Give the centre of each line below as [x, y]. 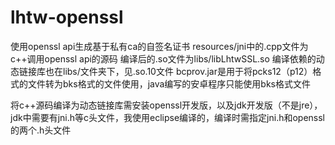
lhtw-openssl [67, 17]
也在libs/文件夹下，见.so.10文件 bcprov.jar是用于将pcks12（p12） [178, 71]
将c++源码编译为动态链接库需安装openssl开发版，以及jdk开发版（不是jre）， [166, 105]
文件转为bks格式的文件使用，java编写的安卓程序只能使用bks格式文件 [169, 83]
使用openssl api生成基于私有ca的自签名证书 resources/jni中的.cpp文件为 [159, 46]
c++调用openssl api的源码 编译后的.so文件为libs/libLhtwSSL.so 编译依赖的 [163, 58]
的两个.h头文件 [41, 130]
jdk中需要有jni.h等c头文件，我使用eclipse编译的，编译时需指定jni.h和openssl [168, 117]
